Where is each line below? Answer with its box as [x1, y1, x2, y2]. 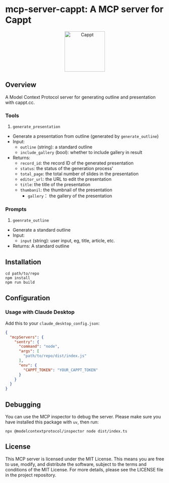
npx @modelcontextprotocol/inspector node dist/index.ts [5, 429, 128, 434]
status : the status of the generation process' [20, 166, 114, 172]
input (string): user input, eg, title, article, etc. [20, 238, 115, 244]
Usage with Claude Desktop [5, 309, 75, 316]
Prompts [5, 205, 27, 212]
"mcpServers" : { [10, 335, 44, 340]
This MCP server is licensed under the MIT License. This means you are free [5, 456, 164, 462]
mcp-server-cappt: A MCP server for [5, 4, 164, 15]
